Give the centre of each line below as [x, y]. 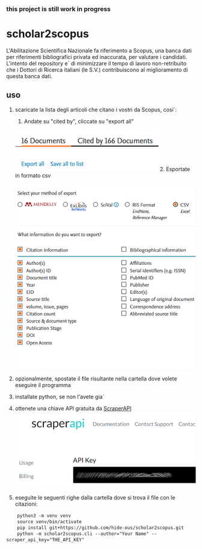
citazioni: [26, 504]
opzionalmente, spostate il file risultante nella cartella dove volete [96, 379]
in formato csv [33, 175]
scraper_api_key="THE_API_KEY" [45, 540]
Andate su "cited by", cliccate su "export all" [79, 121]
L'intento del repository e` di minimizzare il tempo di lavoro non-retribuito [96, 63]
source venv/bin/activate [50, 522]
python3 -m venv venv [44, 516]
